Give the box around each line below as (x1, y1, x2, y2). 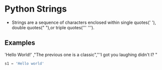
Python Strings (4, 3, 67, 15)
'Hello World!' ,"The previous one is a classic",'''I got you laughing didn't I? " (4, 52, 158, 57)
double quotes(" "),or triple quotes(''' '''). (11, 24, 95, 30)
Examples (4, 39, 35, 47)
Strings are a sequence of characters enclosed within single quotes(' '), (11, 19, 156, 25)
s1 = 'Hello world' (4, 61, 45, 66)
